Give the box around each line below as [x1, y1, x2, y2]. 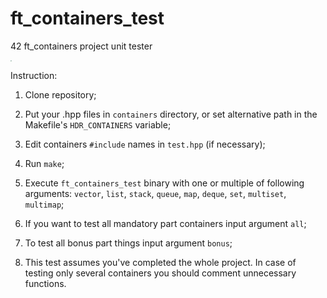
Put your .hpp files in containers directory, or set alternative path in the [24, 108, 318, 120]
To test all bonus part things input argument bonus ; [24, 237, 233, 249]
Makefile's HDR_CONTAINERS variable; [24, 118, 172, 131]
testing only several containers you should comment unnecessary [24, 267, 297, 279]
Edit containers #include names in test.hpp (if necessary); [24, 138, 266, 150]
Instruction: [10, 69, 58, 81]
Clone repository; [24, 88, 97, 101]
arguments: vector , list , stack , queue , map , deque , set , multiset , [24, 187, 287, 199]
